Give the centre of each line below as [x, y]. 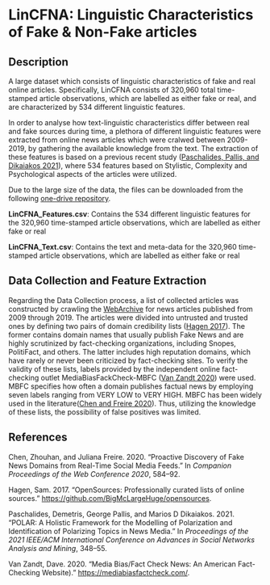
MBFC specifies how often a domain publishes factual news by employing [131, 386]
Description [38, 62]
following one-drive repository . [60, 198]
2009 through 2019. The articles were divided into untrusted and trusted [128, 318]
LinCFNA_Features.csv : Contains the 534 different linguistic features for [130, 214]
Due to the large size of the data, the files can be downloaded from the [126, 190]
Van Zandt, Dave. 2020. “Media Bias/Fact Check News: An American [122, 564]
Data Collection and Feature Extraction [108, 281]
